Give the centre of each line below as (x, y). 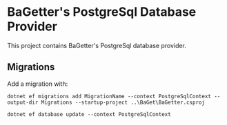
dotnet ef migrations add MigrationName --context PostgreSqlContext (109, 96)
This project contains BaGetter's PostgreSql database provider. (97, 45)
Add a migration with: (38, 84)
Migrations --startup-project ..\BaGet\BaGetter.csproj (123, 102)
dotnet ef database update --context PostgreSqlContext (89, 114)
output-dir (23, 102)
